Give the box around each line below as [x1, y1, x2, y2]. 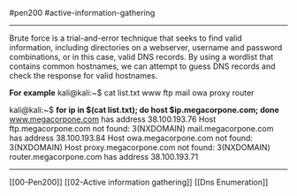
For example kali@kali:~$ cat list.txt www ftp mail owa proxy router [9, 87, 255, 98]
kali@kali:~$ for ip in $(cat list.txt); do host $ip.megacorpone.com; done [9, 105, 280, 115]
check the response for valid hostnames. [9, 71, 158, 80]
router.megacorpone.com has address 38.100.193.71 [9, 152, 199, 162]
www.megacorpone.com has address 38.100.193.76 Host [9, 114, 217, 124]
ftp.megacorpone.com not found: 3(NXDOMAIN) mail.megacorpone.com [9, 124, 274, 133]
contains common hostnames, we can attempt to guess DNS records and [9, 61, 276, 72]
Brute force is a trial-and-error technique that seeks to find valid [9, 33, 243, 43]
